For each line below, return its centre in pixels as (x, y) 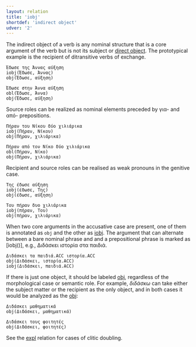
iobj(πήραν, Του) (27, 211)
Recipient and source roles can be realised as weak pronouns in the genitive (98, 168)
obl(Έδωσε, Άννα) (27, 93)
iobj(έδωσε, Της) (27, 190)
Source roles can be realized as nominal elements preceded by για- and (93, 110)
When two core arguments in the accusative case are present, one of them (96, 227)
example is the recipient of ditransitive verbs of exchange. (76, 57)
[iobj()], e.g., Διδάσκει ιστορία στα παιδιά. (56, 245)
